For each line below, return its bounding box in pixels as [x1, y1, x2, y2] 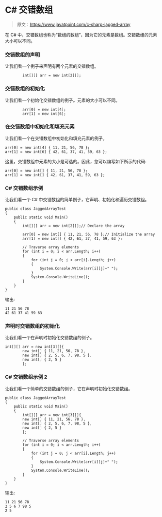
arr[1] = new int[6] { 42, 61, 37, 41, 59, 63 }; [5, 149, 108, 154]
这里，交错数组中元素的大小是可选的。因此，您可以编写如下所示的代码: [5, 158, 147, 164]
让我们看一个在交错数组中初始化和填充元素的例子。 [5, 135, 107, 141]
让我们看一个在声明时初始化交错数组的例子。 [5, 335, 95, 341]
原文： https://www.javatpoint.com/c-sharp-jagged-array [16, 21, 131, 27]
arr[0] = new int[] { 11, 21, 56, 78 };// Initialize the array [22, 232, 155, 237]
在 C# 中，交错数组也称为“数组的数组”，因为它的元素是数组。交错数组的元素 [5, 32, 158, 38]
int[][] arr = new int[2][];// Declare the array [22, 224, 125, 229]
